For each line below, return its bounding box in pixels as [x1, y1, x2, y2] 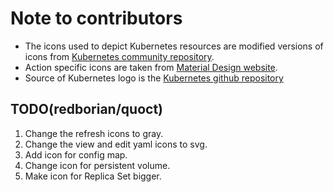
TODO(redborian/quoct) [10, 101, 163, 118]
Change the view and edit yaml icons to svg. [24, 138, 208, 150]
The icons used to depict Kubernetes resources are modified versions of [24, 40, 324, 52]
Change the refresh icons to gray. [24, 127, 164, 139]
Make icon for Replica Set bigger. [24, 170, 162, 182]
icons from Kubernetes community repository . [24, 50, 215, 62]
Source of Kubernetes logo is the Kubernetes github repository [24, 72, 284, 84]
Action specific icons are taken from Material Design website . [24, 61, 278, 73]
